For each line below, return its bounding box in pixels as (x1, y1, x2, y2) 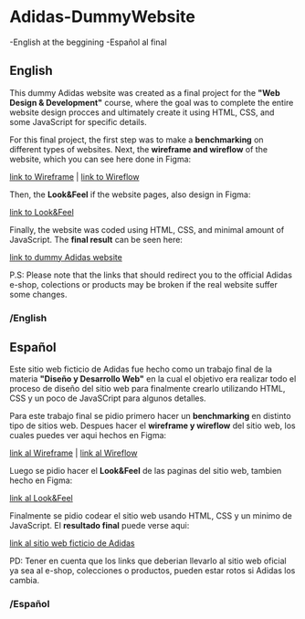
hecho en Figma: (9, 475, 73, 486)
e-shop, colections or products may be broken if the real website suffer (9, 278, 279, 289)
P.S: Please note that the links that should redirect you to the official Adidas (9, 269, 292, 280)
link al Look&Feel (9, 493, 73, 504)
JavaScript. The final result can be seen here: (9, 234, 183, 245)
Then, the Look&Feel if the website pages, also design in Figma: (9, 189, 251, 200)
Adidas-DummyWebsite (9, 6, 196, 27)
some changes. (9, 289, 68, 299)
